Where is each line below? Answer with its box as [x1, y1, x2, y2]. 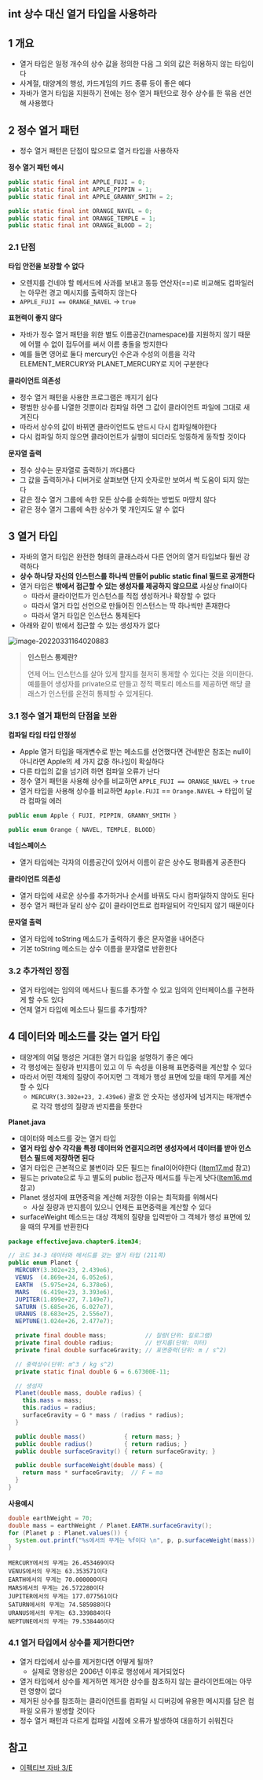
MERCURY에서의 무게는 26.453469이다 [8, 1559, 115, 1567]
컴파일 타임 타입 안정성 [8, 730, 77, 739]
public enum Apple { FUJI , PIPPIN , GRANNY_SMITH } [8, 811, 177, 819]
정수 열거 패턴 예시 [8, 163, 64, 172]
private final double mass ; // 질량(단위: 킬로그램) [15, 1332, 214, 1340]
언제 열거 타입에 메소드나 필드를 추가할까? [19, 1005, 148, 1014]
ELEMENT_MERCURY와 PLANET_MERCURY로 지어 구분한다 [19, 359, 210, 368]
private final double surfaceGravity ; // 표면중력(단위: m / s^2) [15, 1346, 228, 1354]
